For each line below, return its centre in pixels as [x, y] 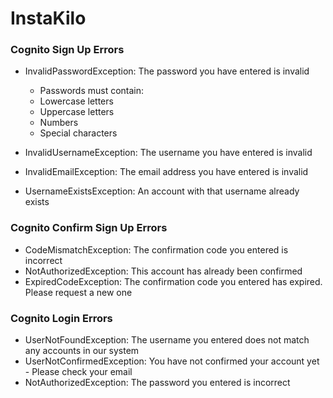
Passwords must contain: [92, 91]
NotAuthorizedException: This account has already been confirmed [163, 271]
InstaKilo [48, 18]
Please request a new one [78, 292]
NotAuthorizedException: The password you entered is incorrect [157, 383]
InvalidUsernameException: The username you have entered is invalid [168, 153]
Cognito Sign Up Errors [67, 50]
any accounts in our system [82, 351]
